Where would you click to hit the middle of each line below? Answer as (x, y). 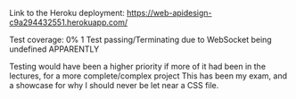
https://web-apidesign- (169, 13)
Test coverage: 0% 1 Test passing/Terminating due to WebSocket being (140, 40)
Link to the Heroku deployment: (67, 13)
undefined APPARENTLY (54, 49)
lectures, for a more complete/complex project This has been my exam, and (148, 76)
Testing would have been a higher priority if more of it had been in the (137, 66)
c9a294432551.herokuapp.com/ (68, 22)
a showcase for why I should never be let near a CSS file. (114, 85)
